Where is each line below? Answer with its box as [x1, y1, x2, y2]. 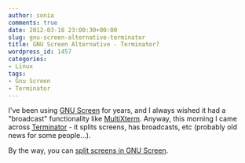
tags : [8, 70, 26, 78]
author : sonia [8, 11, 55, 20]
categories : [8, 56, 47, 63]
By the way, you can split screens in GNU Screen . [8, 146, 169, 155]
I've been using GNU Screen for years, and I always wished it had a [8, 106, 226, 115]
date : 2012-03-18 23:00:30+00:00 [8, 26, 118, 34]
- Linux [8, 63, 34, 71]
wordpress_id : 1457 [8, 48, 72, 56]
